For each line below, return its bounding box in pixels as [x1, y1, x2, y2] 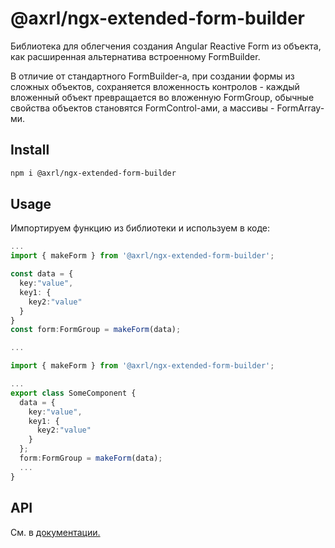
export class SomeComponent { [10, 388, 137, 398]
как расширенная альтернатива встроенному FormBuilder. [10, 50, 261, 62]
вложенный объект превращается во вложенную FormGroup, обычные [10, 91, 315, 103]
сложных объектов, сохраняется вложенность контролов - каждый [10, 80, 300, 92]
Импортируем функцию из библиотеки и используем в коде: [10, 222, 271, 234]
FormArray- [276, 102, 325, 114]
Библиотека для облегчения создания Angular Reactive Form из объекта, [10, 40, 322, 52]
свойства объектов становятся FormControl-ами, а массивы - [10, 102, 275, 114]
